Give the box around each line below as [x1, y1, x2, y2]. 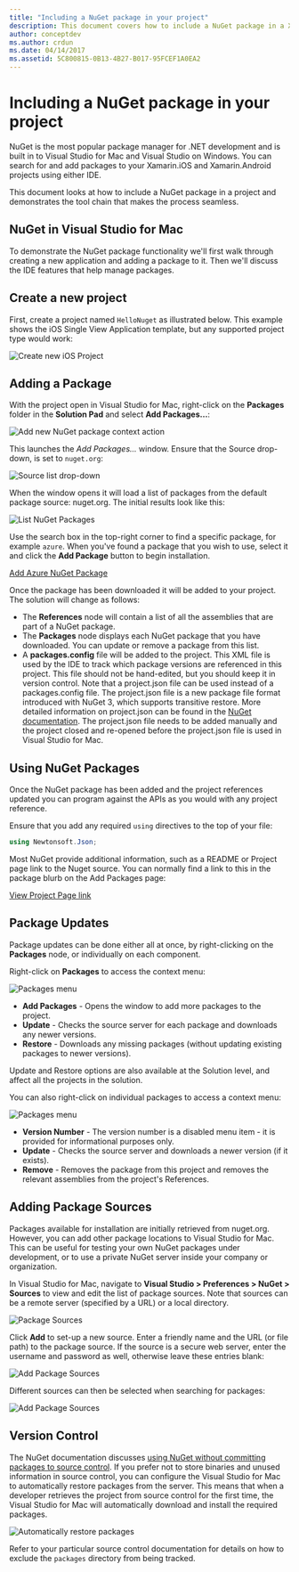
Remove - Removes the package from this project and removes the [21, 1164, 270, 1175]
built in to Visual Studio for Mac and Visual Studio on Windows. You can [9, 151, 272, 161]
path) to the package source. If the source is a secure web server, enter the [9, 1341, 287, 1352]
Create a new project [9, 290, 127, 305]
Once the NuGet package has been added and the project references [9, 785, 263, 795]
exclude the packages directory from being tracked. [9, 1552, 196, 1563]
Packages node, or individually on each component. [9, 949, 201, 959]
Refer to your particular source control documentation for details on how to [9, 1543, 285, 1554]
